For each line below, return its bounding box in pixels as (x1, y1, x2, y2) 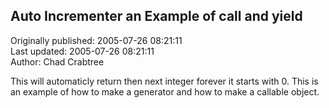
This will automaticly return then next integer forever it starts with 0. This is (10, 75, 319, 87)
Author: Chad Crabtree (10, 55, 105, 68)
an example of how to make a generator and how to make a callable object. (10, 85, 320, 98)
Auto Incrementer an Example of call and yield (10, 8, 303, 25)
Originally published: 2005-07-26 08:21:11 (10, 34, 183, 46)
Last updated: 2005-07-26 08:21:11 (10, 45, 155, 57)
